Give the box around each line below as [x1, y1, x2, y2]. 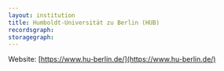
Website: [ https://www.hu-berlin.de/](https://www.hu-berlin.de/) [8, 55, 216, 64]
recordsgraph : [8, 26, 55, 34]
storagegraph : [8, 33, 55, 41]
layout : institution [8, 11, 76, 20]
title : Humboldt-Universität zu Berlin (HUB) [8, 19, 160, 27]
